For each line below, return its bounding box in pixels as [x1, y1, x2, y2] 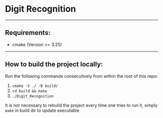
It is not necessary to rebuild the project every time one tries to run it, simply [5, 102, 158, 108]
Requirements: [5, 29, 51, 37]
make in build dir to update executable [5, 107, 80, 113]
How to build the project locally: [5, 60, 103, 68]
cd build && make [12, 88, 48, 93]
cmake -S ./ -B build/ [12, 84, 58, 88]
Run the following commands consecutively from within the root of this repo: [5, 73, 158, 79]
